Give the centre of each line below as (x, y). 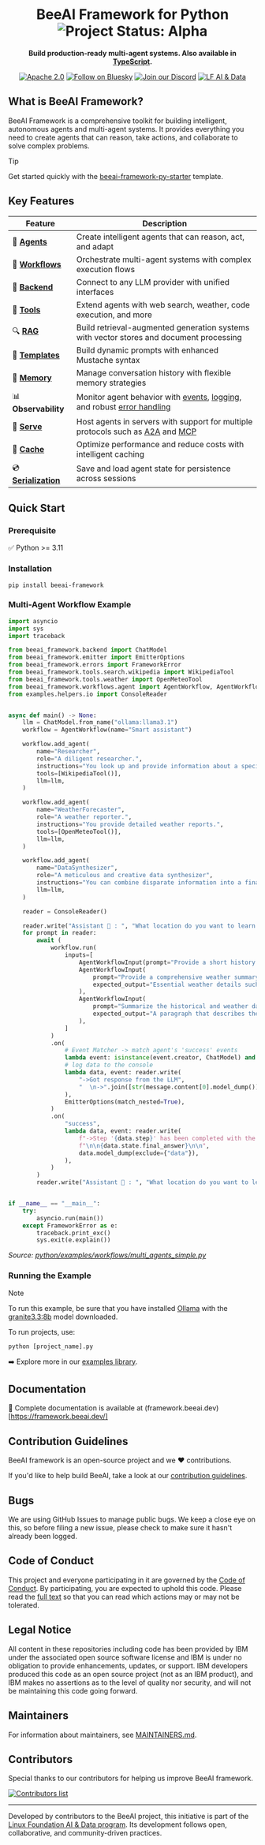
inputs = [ (78, 955)
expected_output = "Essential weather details (167, 984)
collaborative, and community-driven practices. (85, 1833)
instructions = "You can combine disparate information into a (139, 883)
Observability (38, 409)
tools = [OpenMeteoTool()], (79, 831)
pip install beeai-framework (56, 585)
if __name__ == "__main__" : (54, 1204)
